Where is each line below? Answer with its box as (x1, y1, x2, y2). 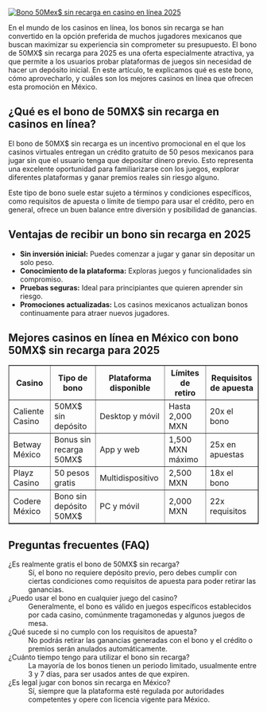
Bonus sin (54, 434, 91, 445)
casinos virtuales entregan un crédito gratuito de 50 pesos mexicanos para (8, 147, 254, 157)
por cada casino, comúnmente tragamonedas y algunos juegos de (28, 610, 246, 620)
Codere (13, 496, 41, 507)
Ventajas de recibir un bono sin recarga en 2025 (8, 228, 252, 242)
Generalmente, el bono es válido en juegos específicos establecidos (28, 601, 252, 612)
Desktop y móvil (99, 410, 161, 422)
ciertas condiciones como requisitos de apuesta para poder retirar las (28, 577, 257, 586)
